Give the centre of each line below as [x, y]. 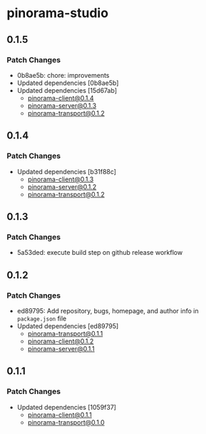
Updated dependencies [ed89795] [68, 325]
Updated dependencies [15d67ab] [67, 90]
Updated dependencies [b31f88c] [67, 171]
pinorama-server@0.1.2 [62, 186]
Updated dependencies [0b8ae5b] [68, 83]
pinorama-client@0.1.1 [60, 415]
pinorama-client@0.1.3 [61, 179]
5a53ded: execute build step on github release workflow [100, 253]
